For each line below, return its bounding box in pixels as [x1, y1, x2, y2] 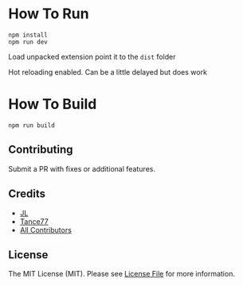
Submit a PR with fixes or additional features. [8, 164, 155, 173]
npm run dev [8, 37, 48, 46]
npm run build [8, 121, 56, 129]
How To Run [8, 5, 89, 23]
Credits [8, 187, 46, 201]
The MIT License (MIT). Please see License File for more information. [8, 269, 235, 279]
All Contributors [19, 225, 72, 234]
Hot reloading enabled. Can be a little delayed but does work [8, 67, 207, 76]
